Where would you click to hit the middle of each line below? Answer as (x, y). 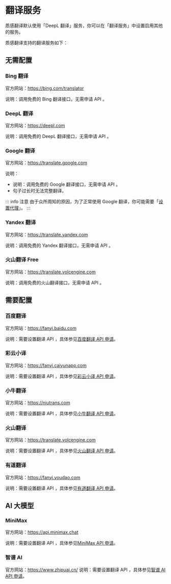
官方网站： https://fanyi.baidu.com (41, 328)
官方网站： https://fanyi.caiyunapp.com (46, 365)
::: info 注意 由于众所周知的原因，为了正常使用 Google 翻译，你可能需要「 (82, 202)
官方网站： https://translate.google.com (46, 163)
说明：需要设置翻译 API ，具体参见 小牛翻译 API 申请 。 (62, 413)
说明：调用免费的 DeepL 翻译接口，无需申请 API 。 (59, 136)
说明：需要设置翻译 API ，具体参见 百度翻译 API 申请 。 (62, 339)
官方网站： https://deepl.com (35, 125)
